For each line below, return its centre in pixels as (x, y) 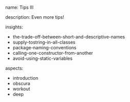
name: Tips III (20, 7)
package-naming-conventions (44, 47)
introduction (25, 78)
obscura (21, 83)
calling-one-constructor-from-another (53, 53)
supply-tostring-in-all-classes (44, 42)
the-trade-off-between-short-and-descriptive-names (69, 37)
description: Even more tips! (35, 17)
